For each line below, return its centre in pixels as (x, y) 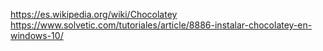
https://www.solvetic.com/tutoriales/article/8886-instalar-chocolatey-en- (161, 25)
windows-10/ (37, 35)
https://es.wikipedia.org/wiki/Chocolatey (94, 14)
